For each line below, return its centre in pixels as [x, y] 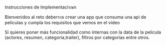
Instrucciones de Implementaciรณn [41, 7]
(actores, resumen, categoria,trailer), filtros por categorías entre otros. [77, 37]
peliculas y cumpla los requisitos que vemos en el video [62, 22]
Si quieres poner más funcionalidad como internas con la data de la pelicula [83, 32]
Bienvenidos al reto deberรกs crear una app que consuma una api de [75, 17]
